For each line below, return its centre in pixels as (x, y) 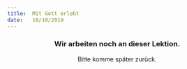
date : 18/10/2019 (36, 20)
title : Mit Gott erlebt (43, 13)
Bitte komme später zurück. (117, 59)
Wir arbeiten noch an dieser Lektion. (117, 44)
